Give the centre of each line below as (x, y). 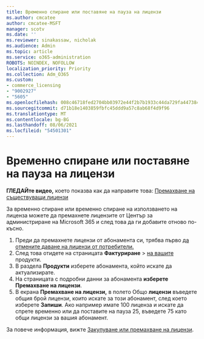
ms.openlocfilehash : (32, 102)
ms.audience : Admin (31, 46)
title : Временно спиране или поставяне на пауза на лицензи (84, 12)
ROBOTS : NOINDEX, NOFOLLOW (40, 63)
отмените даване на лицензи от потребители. (74, 246)
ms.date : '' (21, 35)
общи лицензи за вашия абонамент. (61, 318)
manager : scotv (25, 29)
